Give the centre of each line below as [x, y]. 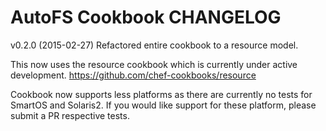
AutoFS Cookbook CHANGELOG [146, 17]
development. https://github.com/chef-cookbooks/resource [133, 75]
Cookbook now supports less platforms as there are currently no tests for [161, 94]
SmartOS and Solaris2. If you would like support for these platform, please [163, 105]
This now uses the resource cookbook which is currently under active [154, 64]
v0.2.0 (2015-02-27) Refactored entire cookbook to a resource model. [154, 45]
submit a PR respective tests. [70, 115]
